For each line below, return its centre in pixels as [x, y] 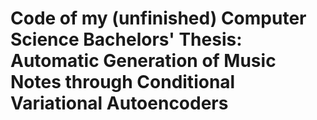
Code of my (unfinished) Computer [158, 18]
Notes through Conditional [123, 82]
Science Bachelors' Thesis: [126, 39]
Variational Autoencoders [119, 103]
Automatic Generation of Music [143, 61]
